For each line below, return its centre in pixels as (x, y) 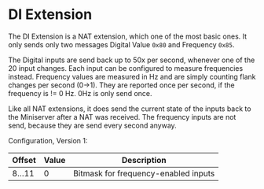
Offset (24, 160)
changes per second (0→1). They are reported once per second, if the (121, 85)
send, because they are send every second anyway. (92, 125)
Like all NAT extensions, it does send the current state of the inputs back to (130, 109)
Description (144, 160)
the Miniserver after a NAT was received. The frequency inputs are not (122, 117)
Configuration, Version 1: (48, 140)
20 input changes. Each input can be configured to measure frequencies (126, 68)
